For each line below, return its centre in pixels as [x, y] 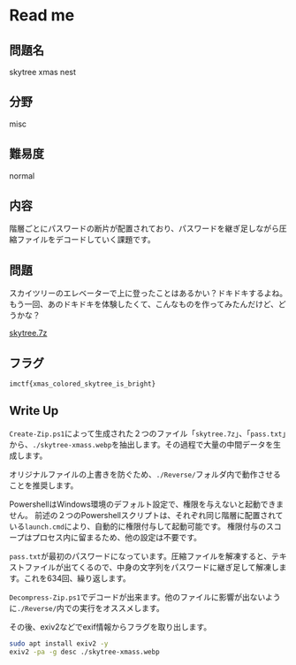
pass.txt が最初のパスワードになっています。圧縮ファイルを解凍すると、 [140, 556]
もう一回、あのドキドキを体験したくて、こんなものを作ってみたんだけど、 [144, 304]
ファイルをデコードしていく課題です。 [86, 240]
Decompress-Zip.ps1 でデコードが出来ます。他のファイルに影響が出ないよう [145, 597]
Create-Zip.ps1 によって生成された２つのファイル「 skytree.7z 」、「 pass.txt [146, 433]
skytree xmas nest [43, 72]
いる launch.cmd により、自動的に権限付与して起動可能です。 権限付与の [138, 526]
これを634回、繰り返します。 [77, 578]
